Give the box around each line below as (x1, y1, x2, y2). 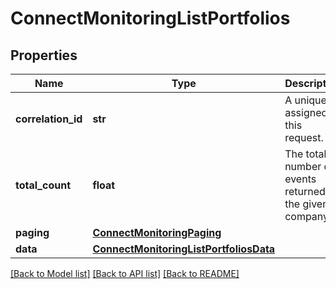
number (284, 160, 322, 173)
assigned (284, 106, 328, 119)
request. (284, 131, 324, 144)
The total (284, 147, 327, 161)
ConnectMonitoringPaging (92, 226, 222, 239)
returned (284, 185, 326, 198)
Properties (10, 47, 78, 64)
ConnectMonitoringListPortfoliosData (92, 242, 276, 256)
